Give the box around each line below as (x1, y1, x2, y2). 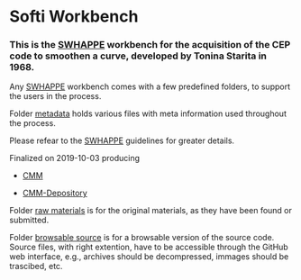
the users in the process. (9, 91, 102, 102)
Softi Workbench (9, 6, 139, 27)
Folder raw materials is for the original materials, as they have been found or (9, 205, 293, 216)
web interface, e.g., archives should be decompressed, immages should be (9, 251, 289, 262)
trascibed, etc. (9, 261, 63, 272)
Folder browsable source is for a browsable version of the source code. (9, 232, 275, 243)
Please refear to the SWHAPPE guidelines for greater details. (9, 135, 235, 146)
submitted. (9, 214, 50, 226)
